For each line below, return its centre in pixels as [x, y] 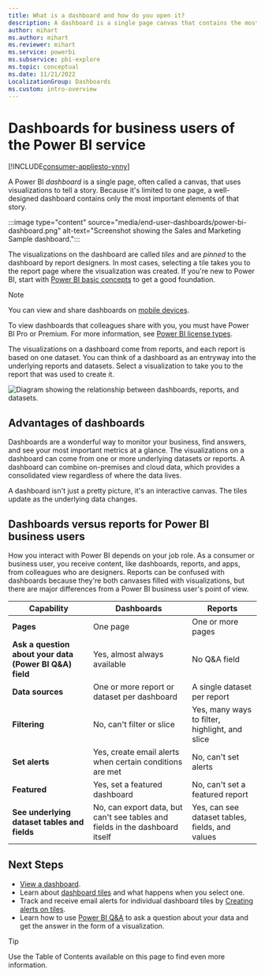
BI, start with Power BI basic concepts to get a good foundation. [112, 280]
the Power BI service [77, 145]
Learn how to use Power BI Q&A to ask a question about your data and [134, 918]
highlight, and [217, 729]
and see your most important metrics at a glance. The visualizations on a [126, 450]
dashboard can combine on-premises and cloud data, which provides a [124, 467]
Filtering [28, 724]
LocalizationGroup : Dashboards [60, 81]
